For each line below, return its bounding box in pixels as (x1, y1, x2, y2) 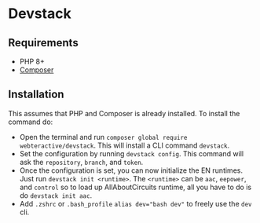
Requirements (8, 36, 79, 49)
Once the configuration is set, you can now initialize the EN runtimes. (19, 166, 244, 175)
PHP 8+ (19, 57, 45, 66)
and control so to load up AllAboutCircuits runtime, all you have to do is (19, 182, 252, 192)
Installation (8, 88, 64, 101)
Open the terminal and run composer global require (19, 132, 188, 141)
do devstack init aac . (19, 190, 93, 200)
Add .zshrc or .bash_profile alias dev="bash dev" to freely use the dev (19, 199, 252, 208)
